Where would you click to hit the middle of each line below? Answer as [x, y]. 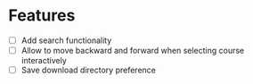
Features [42, 16]
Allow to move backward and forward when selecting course [133, 50]
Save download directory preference [89, 70]
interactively [44, 61]
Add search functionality [66, 40]
